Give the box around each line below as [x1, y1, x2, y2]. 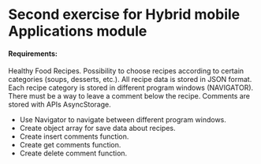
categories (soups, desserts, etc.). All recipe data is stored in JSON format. [8, 75, 252, 84]
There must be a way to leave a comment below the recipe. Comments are [8, 91, 251, 101]
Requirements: [8, 49, 58, 58]
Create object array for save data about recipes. [19, 124, 176, 133]
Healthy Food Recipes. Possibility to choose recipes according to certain [8, 66, 244, 76]
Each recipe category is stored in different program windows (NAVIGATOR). [8, 83, 254, 92]
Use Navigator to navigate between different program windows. [19, 115, 227, 125]
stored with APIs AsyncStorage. [8, 100, 112, 110]
